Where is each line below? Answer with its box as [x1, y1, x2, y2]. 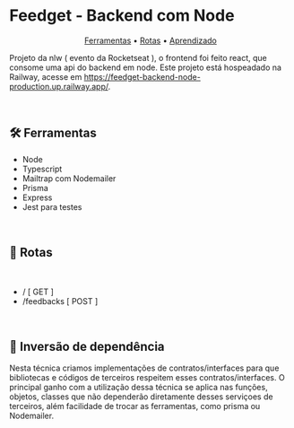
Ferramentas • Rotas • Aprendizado [84, 35, 217, 46]
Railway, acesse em [9, 71, 82, 82]
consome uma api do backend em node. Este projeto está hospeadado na [9, 62, 282, 73]
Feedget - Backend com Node [9, 5, 235, 26]
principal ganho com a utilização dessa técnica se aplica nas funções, [9, 382, 268, 393]
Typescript [22, 163, 63, 174]
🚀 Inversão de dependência [9, 338, 165, 354]
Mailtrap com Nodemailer [22, 172, 117, 184]
